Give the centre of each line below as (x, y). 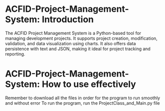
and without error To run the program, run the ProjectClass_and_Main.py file (82, 103)
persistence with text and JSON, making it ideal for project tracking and (78, 49)
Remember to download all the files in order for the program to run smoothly (83, 98)
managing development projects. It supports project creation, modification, (81, 38)
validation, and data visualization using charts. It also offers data (70, 43)
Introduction (68, 19)
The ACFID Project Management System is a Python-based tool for (73, 33)
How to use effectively (89, 84)
